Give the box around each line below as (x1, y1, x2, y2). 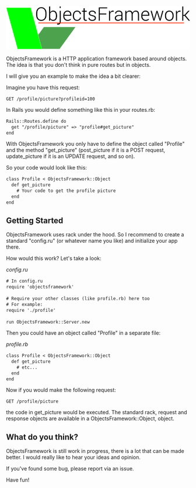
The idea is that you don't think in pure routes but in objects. (6, 61, 151, 68)
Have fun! (6, 476, 30, 483)
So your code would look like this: (6, 164, 87, 171)
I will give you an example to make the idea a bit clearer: (6, 73, 141, 80)
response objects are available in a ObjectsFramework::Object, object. (6, 415, 175, 422)
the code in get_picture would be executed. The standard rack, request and (6, 409, 188, 416)
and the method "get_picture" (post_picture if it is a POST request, (6, 147, 166, 154)
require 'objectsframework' (6, 284, 75, 290)
